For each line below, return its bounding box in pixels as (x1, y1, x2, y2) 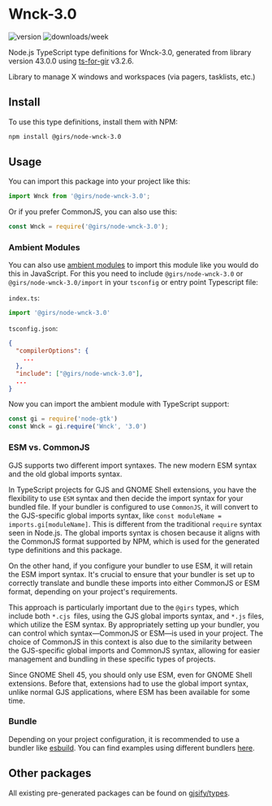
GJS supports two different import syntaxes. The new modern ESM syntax (8, 460, 257, 470)
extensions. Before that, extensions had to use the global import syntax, (8, 679, 249, 688)
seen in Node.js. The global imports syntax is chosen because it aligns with (8, 528, 261, 537)
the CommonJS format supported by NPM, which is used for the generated (8, 537, 260, 546)
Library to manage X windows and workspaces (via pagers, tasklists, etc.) (8, 71, 256, 81)
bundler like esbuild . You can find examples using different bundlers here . (8, 743, 256, 752)
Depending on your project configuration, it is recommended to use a (8, 734, 240, 744)
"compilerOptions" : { (15, 347, 89, 356)
